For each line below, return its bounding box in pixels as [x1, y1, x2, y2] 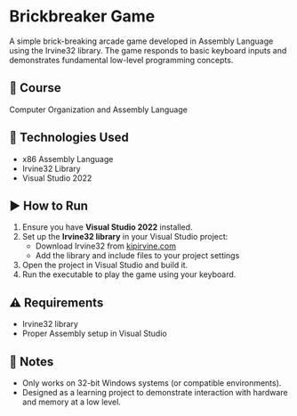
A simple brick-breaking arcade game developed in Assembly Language [9, 36, 274, 46]
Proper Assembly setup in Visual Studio [21, 328, 167, 339]
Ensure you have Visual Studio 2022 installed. [21, 222, 193, 232]
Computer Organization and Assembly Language [9, 104, 189, 115]
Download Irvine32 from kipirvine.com [35, 241, 176, 251]
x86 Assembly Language [21, 153, 114, 164]
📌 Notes [9, 354, 54, 369]
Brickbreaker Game [9, 6, 156, 27]
